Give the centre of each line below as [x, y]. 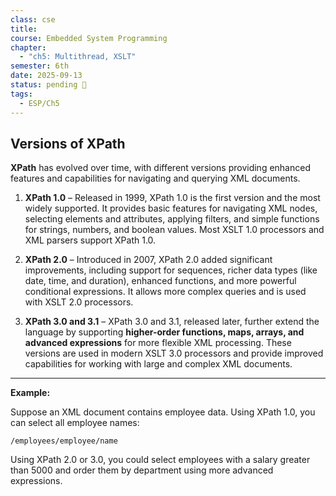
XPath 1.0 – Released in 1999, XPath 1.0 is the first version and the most [172, 198]
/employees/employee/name [64, 441]
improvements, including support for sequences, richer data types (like [171, 270]
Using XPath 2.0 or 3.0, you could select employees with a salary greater [160, 460]
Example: [30, 393]
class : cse [33, 19]
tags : [21, 94]
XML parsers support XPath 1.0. [90, 240]
